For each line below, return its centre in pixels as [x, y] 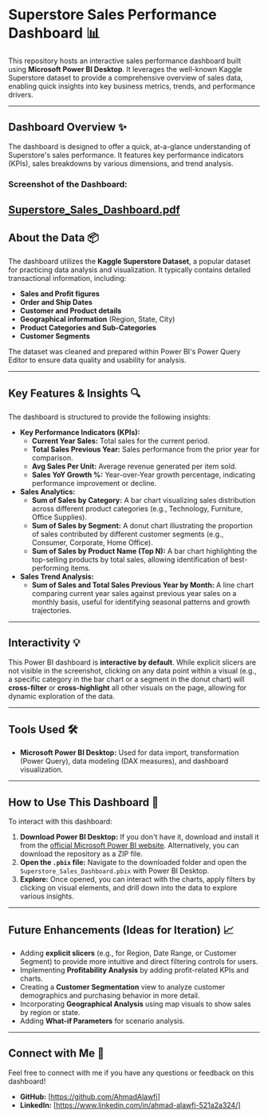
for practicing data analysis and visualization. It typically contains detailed [130, 270]
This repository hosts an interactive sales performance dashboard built [125, 61]
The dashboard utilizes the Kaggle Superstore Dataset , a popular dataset [130, 261]
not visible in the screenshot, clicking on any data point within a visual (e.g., [132, 670]
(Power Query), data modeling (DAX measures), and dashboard [124, 761]
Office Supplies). [59, 517]
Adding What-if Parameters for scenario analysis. [102, 1021]
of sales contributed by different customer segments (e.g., [128, 534]
